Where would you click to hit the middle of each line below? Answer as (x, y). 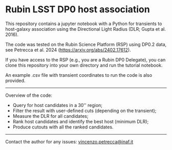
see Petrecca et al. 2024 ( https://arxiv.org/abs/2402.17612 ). (68, 50)
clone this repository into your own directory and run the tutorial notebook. (84, 65)
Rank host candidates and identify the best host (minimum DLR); (81, 121)
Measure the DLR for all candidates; (50, 116)
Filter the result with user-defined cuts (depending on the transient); (84, 111)
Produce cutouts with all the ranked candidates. (63, 127)
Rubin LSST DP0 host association (78, 9)
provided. (15, 80)
